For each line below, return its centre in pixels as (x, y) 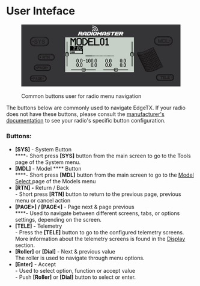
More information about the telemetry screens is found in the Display (100, 239)
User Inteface (41, 11)
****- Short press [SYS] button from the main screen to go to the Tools (103, 156)
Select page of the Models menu (55, 181)
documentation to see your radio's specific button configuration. (86, 121)
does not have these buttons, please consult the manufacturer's (86, 114)
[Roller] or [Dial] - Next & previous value (65, 251)
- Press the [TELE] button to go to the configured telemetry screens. (99, 232)
